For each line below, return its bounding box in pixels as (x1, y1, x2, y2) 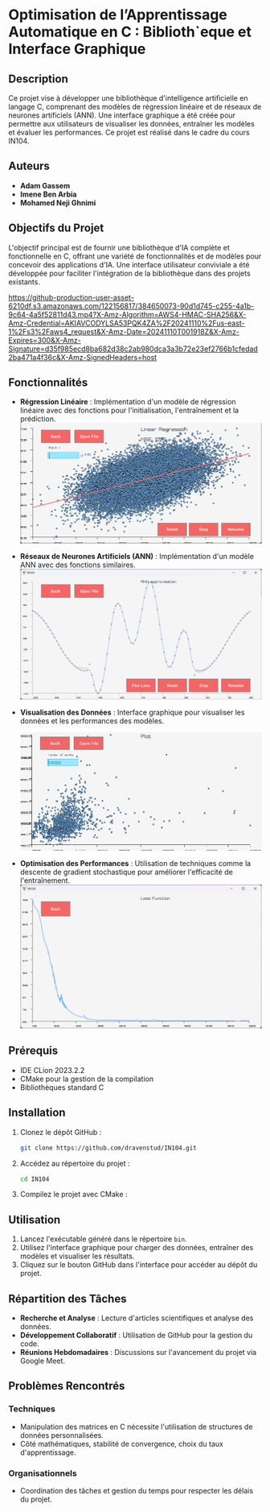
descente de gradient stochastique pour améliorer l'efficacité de (19, 867, 233, 876)
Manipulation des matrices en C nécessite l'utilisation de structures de (19, 1422, 253, 1431)
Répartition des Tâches (8, 1291, 127, 1306)
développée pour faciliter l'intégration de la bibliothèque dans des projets (8, 268, 251, 278)
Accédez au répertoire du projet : (19, 1158, 130, 1168)
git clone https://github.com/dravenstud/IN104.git (19, 1144, 197, 1152)
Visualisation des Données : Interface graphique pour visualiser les (19, 707, 245, 718)
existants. (8, 276, 40, 287)
